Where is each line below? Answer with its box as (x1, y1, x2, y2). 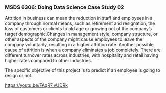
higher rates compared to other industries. (5, 58, 92, 64)
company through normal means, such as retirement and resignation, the (5, 20, 155, 26)
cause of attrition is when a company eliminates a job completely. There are (5, 47, 161, 53)
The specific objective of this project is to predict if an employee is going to (5, 67, 161, 73)
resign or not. (5, 73, 33, 79)
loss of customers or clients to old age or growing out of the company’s (5, 26, 152, 32)
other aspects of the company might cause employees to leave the (5, 36, 143, 42)
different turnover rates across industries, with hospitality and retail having (5, 52, 158, 58)
